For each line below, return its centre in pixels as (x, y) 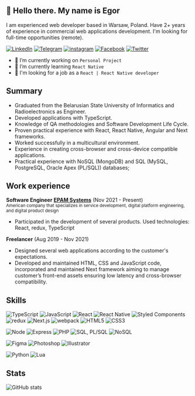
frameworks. (30, 136)
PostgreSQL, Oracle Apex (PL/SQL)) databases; (72, 167)
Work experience (38, 186)
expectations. (31, 257)
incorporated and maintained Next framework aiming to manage (92, 269)
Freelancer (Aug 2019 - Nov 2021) (47, 239)
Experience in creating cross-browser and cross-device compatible (96, 149)
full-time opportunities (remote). (45, 37)
